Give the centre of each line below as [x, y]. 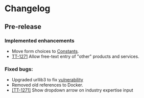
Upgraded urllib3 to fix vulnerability [48, 80]
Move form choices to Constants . [45, 51]
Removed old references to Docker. [48, 85]
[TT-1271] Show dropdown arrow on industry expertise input [72, 90]
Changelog [27, 9]
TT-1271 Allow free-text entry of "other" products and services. [75, 56]
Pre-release [23, 27]
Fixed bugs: [19, 69]
